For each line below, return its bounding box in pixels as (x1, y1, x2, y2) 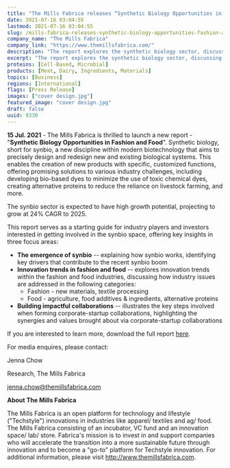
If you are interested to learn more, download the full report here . (7, 330, 190, 338)
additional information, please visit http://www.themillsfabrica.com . (7, 453, 196, 461)
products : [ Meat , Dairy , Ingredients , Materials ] (7, 67, 152, 74)
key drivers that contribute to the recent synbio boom (16, 258, 168, 266)
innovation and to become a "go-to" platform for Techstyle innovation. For (7, 445, 216, 454)
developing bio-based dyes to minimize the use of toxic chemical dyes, (7, 174, 208, 182)
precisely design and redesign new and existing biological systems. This (7, 152, 212, 161)
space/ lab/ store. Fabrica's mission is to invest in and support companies (7, 431, 215, 439)
